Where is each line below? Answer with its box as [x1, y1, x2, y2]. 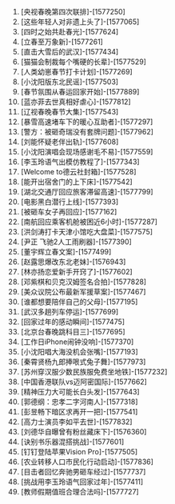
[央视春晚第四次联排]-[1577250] [20, 7, 126, 16]
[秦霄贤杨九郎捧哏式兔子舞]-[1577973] [20, 357, 146, 366]
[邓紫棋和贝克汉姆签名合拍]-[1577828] [20, 277, 147, 286]
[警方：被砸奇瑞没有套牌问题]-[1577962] [20, 127, 154, 136]
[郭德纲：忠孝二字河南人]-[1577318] [20, 397, 138, 406]
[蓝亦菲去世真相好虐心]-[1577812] [20, 97, 131, 106]
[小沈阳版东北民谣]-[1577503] [20, 77, 119, 86]
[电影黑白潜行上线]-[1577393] [20, 197, 119, 206]
